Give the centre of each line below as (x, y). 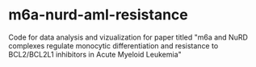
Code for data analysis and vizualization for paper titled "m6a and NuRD (128, 37)
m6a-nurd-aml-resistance (98, 15)
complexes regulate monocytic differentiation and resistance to (113, 45)
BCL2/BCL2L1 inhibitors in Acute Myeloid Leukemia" (95, 54)
